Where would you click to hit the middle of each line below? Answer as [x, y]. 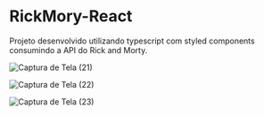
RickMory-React [71, 16]
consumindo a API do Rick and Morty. [78, 50]
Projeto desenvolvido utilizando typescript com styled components [132, 41]
